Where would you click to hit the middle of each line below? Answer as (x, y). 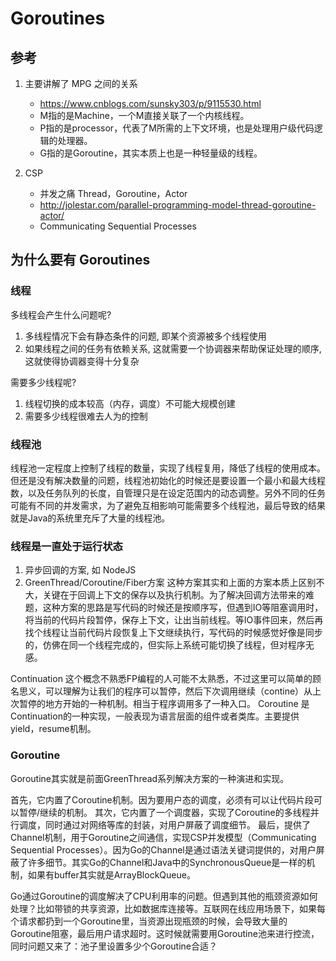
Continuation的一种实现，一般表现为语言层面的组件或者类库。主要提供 (155, 716)
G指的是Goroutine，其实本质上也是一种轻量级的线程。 (151, 153)
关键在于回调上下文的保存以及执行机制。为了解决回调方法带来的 (174, 595)
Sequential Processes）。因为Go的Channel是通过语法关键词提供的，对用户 (163, 849)
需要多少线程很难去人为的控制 (86, 416)
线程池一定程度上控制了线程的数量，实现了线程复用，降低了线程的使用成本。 (168, 468)
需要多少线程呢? (43, 382)
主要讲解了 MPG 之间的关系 (81, 83)
